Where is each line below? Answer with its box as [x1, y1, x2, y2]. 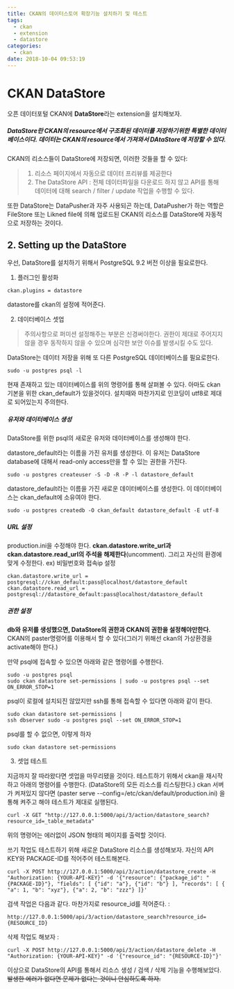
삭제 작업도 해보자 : [7, 933, 59, 941]
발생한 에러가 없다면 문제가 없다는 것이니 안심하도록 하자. [7, 974, 161, 983]
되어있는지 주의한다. [14, 398, 69, 406]
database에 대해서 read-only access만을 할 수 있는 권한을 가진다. [7, 458, 187, 466]
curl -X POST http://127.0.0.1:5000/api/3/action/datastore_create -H [7, 869, 216, 875]
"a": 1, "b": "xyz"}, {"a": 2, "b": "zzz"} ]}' [7, 887, 148, 894]
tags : [7, 17, 23, 24]
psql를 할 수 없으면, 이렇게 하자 [7, 730, 92, 738]
